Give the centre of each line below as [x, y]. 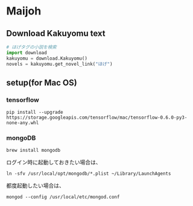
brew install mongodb [33, 151]
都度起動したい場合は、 [35, 186]
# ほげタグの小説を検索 [32, 47]
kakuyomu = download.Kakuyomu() [47, 58]
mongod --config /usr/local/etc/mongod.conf [63, 197]
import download [27, 52]
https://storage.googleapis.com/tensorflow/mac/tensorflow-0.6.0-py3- [97, 118]
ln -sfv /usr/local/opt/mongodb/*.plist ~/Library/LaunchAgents [89, 174]
